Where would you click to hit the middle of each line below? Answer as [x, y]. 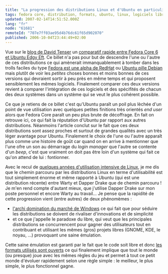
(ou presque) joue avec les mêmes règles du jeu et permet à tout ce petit [80, 255]
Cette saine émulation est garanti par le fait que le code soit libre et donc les [84, 244]
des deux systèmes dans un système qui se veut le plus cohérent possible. [82, 94]
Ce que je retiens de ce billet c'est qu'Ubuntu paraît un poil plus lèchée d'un [83, 104]
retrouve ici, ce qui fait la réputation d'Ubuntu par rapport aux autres [75, 120]
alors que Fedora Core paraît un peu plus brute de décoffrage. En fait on [79, 114]
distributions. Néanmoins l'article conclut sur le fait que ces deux [72, 125]
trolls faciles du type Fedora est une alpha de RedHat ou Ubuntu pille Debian [84, 67]
